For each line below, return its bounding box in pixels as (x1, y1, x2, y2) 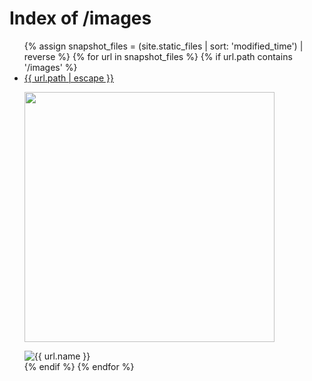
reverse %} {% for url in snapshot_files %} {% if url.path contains (23, 50, 293, 62)
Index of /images (9, 7, 152, 30)
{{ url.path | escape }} (23, 72, 114, 84)
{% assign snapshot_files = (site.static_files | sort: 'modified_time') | (23, 40, 304, 52)
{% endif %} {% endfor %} (23, 360, 135, 372)
